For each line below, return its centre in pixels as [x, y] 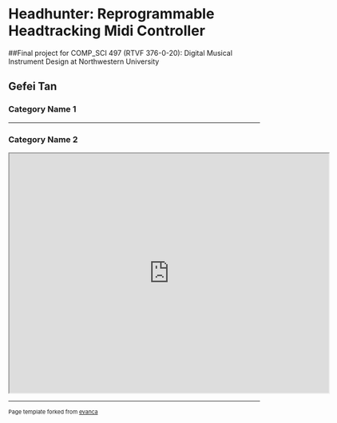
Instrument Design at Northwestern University [84, 61]
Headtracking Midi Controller [107, 31]
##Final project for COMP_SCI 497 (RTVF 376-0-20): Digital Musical [121, 53]
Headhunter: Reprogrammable [111, 14]
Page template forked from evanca [53, 412]
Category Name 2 [43, 139]
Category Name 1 [42, 109]
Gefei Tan [33, 87]
